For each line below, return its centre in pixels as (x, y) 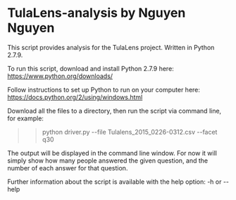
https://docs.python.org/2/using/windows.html (75, 97)
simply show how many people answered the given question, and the (108, 161)
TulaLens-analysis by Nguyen (97, 13)
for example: (26, 118)
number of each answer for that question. (68, 168)
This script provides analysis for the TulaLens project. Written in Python (111, 47)
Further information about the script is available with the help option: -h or (114, 182)
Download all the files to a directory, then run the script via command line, (114, 111)
